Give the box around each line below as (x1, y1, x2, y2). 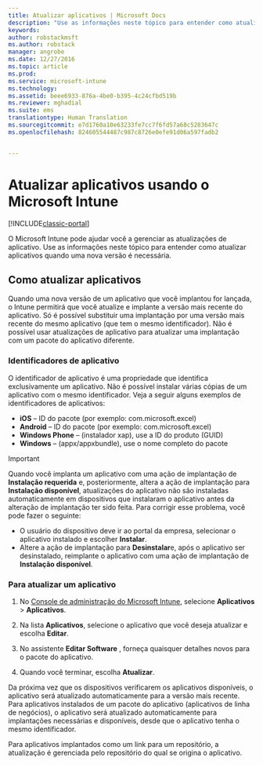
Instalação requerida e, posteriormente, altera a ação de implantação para (8, 477, 250, 487)
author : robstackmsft (8, 33, 79, 42)
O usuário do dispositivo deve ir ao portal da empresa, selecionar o (19, 525, 236, 535)
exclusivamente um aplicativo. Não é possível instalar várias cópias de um (8, 382, 247, 391)
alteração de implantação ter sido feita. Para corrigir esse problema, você (8, 502, 246, 511)
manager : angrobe (8, 48, 65, 56)
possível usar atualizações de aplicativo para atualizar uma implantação (8, 328, 240, 337)
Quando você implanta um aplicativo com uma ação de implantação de (8, 469, 237, 478)
